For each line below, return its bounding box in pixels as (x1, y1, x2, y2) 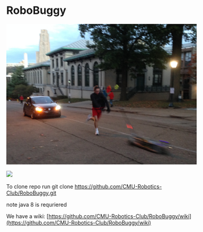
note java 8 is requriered (6, 201, 67, 208)
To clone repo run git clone (6, 183, 74, 190)
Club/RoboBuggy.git (6, 189, 57, 196)
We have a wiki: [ (6, 212, 49, 220)
